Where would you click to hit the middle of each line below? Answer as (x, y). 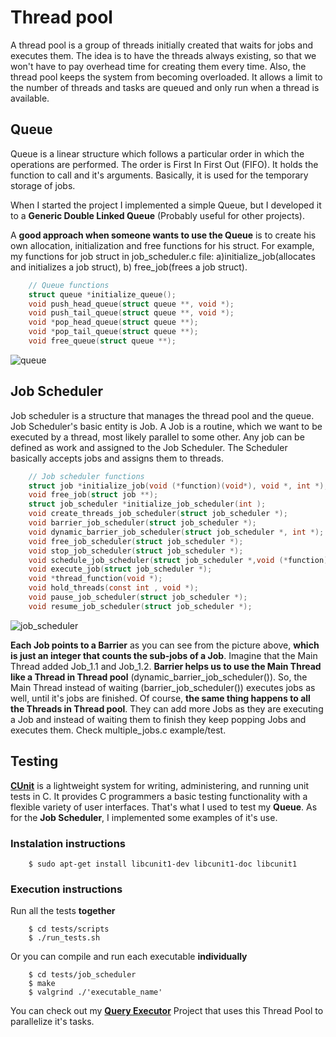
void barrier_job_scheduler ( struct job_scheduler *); (142, 523)
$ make (42, 984)
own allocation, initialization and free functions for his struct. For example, (162, 245)
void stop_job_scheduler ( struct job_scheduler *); (136, 551)
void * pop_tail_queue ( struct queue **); (113, 332)
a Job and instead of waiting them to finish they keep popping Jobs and (158, 719)
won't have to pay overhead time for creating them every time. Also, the (158, 66)
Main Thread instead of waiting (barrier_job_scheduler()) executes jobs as (163, 687)
